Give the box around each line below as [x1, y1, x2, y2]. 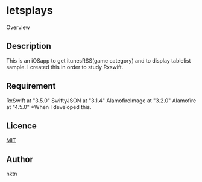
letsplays [6, 4, 53, 17]
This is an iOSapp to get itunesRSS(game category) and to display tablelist [6, 57, 191, 64]
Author [6, 154, 33, 165]
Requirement [6, 81, 56, 91]
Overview [6, 24, 30, 31]
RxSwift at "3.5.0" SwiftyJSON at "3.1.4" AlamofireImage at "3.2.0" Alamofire [6, 97, 197, 104]
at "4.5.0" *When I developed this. [6, 103, 92, 110]
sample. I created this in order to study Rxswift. [6, 63, 124, 71]
